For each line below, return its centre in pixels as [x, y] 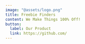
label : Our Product [31, 29]
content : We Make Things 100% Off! [43, 19]
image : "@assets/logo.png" [34, 10]
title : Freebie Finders [31, 15]
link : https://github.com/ [38, 33]
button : [13, 24]
